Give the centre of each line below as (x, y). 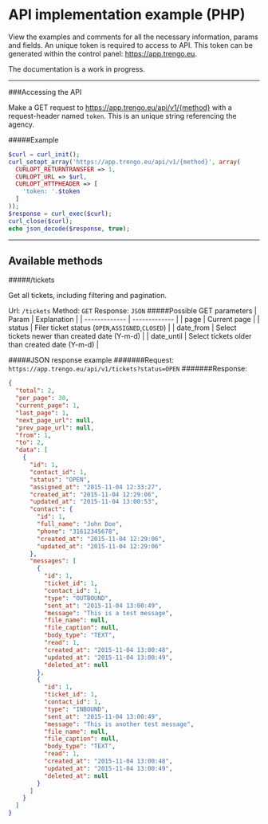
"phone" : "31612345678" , (78, 532)
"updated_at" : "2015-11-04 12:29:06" (99, 546)
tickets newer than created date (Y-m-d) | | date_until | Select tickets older (130, 336)
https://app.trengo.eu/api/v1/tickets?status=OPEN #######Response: (128, 369)
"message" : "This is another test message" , (119, 724)
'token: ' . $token (51, 192)
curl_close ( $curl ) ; (41, 221)
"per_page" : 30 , (42, 398)
